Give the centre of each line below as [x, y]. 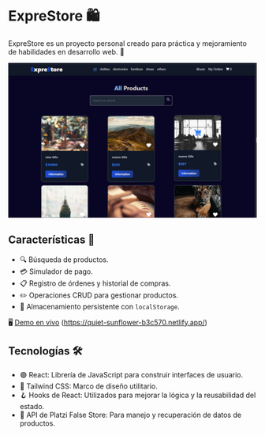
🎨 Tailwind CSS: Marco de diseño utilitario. [88, 386]
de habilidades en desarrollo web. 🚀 [66, 51]
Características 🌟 [52, 240]
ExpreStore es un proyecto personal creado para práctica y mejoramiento [127, 43]
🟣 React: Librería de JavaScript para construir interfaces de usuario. [131, 374]
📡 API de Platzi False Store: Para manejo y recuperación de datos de [131, 415]
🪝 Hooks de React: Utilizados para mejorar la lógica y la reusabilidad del [138, 395]
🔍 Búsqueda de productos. [64, 260]
